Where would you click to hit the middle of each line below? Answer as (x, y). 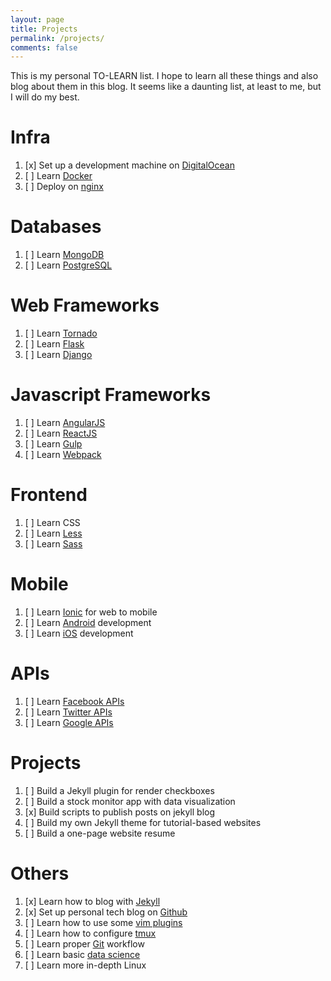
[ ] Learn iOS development (79, 633)
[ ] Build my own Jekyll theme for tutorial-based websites (143, 822)
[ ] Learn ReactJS (61, 433)
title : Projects (44, 29)
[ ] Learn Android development (88, 622)
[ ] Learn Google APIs (69, 722)
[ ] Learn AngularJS (65, 422)
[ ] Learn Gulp (53, 444)
